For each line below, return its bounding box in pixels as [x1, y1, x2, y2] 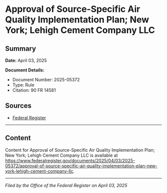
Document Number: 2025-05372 [12, 77, 80, 82]
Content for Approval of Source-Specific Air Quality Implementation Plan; [5, 147, 155, 153]
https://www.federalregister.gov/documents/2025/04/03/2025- [5, 157, 135, 163]
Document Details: [5, 67, 45, 73]
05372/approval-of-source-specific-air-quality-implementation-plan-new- [5, 163, 158, 169]
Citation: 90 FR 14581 [12, 87, 56, 93]
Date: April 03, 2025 [5, 58, 47, 63]
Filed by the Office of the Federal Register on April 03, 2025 [5, 182, 128, 188]
